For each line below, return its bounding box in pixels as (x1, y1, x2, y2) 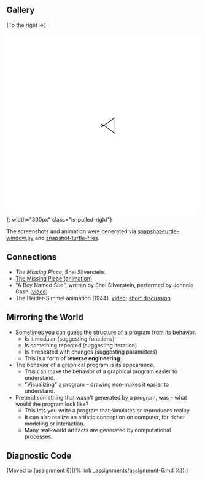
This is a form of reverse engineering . (24, 354, 122, 362)
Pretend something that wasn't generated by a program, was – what (15, 393, 187, 401)
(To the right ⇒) (6, 21, 46, 28)
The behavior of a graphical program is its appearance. (15, 361, 155, 368)
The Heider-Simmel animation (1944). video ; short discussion (15, 294, 171, 301)
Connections (6, 252, 57, 263)
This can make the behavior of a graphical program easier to (24, 368, 178, 375)
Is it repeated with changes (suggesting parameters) (24, 348, 158, 355)
